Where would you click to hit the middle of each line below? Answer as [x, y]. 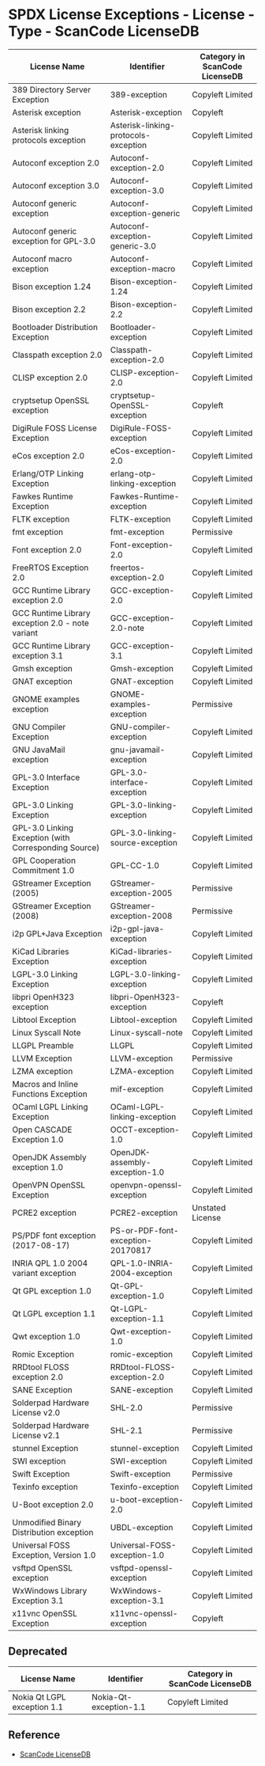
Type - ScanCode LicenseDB [104, 31]
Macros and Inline [45, 1084]
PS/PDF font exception [54, 1235]
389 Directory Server [52, 89]
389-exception [139, 94]
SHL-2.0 [127, 1407]
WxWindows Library [50, 1590]
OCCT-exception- [145, 1130]
